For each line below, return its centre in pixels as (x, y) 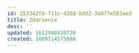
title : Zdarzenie (32, 20)
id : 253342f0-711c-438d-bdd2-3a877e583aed (69, 13)
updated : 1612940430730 (42, 33)
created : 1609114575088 (42, 39)
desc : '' (20, 26)
